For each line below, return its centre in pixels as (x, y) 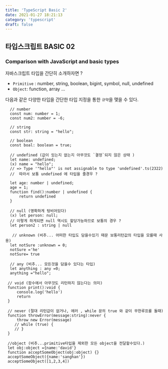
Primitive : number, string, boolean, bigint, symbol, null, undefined (83, 83)
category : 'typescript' (31, 20)
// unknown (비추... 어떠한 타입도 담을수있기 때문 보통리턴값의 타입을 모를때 (85, 235)
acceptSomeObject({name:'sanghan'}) (46, 357)
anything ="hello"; (31, 273)
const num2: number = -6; (38, 118)
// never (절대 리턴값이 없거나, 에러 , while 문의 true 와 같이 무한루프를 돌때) (86, 311)
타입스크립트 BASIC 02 (40, 46)
